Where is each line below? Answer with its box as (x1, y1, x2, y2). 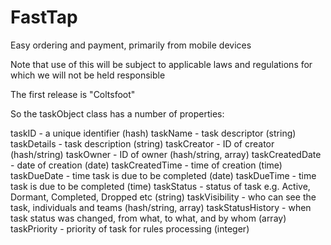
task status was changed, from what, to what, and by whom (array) (10, 212, 287, 224)
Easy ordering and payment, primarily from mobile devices (10, 39, 252, 51)
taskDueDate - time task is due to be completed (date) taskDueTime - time (10, 169, 317, 181)
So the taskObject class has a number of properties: (10, 107, 225, 120)
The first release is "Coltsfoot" (10, 88, 136, 100)
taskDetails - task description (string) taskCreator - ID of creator (10, 137, 275, 150)
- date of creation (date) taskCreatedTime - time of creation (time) (10, 159, 283, 171)
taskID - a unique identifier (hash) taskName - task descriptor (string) (10, 127, 297, 139)
